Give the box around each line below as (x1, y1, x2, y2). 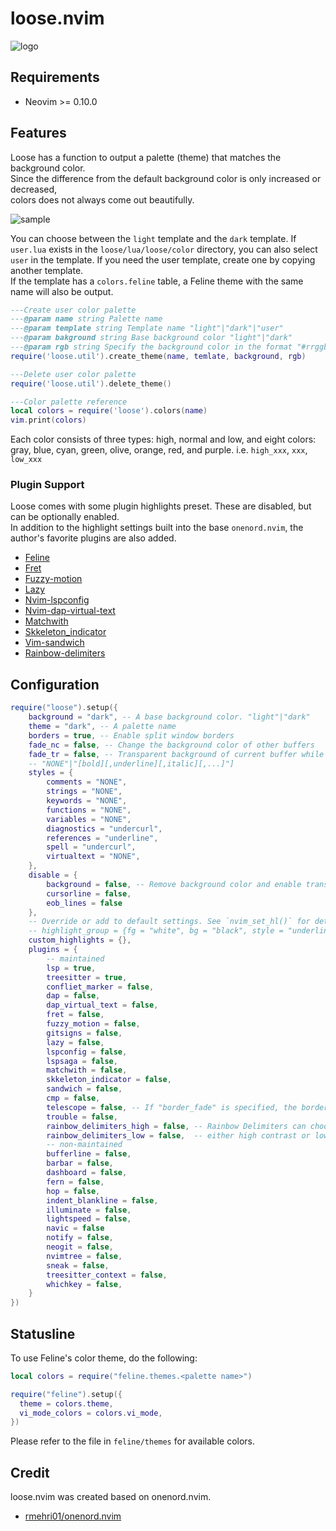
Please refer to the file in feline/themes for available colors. (10, 1435, 256, 1447)
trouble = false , (46, 1112, 118, 1122)
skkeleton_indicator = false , (46, 1075, 172, 1085)
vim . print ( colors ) (10, 415, 87, 426)
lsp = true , (46, 963, 97, 973)
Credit (10, 1464, 50, 1481)
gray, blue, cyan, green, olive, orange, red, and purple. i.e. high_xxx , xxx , (10, 444, 308, 456)
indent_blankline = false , (46, 1195, 159, 1206)
